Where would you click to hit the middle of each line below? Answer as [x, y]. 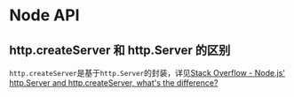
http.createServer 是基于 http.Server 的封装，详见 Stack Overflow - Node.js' [147, 73]
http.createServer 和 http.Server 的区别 [120, 50]
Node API [44, 15]
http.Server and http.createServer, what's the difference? [114, 83]
